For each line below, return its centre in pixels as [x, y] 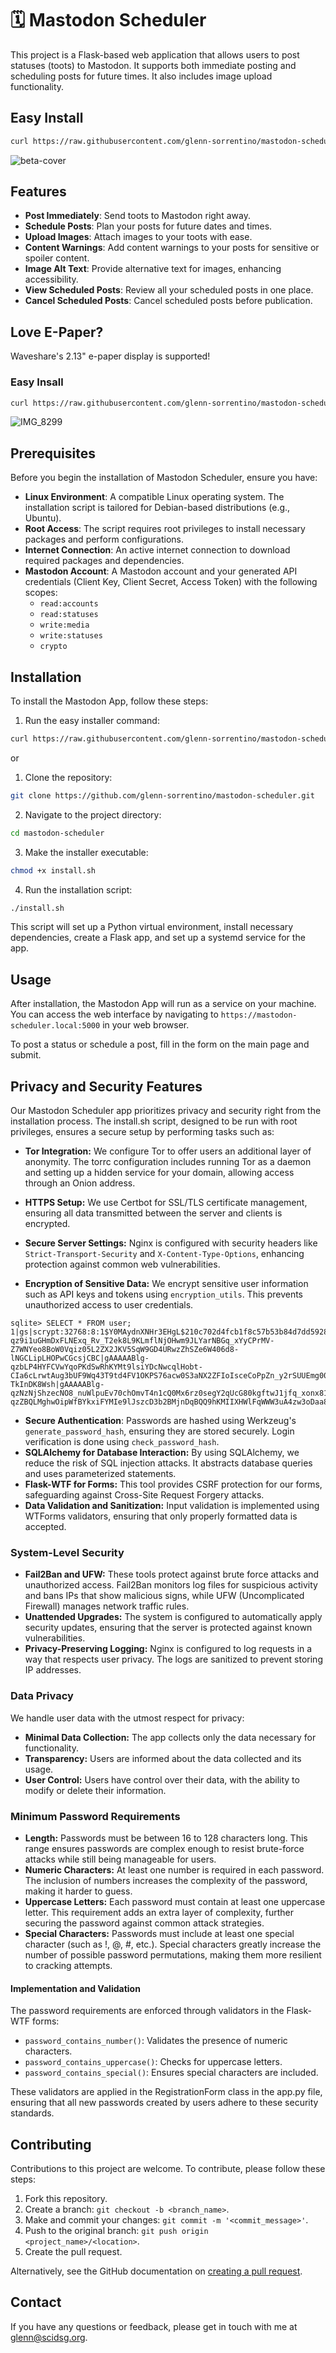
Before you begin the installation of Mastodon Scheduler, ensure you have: [164, 478]
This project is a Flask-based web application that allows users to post [155, 54]
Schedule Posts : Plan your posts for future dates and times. [148, 226]
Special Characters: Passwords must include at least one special [159, 1933]
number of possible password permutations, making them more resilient [173, 1954]
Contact [36, 2302]
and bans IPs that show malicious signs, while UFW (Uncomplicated [164, 1596]
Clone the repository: [68, 777]
